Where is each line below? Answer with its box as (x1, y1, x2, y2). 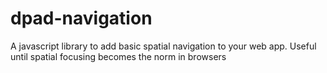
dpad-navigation (10, 7, 153, 30)
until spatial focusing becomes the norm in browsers (10, 50, 227, 62)
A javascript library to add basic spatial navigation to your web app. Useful (10, 40, 317, 52)
